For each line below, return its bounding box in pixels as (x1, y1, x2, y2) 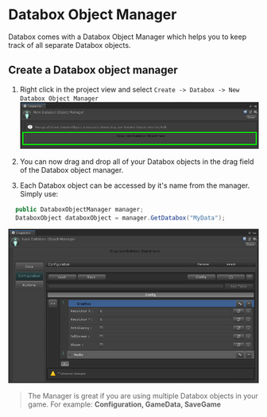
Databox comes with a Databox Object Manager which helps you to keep (8, 32, 247, 41)
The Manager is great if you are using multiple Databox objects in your (27, 392, 258, 401)
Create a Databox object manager (8, 64, 179, 77)
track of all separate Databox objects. (8, 40, 131, 49)
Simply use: (19, 189, 59, 198)
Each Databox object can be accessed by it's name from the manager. (19, 181, 250, 190)
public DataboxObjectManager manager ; (15, 205, 145, 213)
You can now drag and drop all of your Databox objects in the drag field (19, 157, 254, 166)
